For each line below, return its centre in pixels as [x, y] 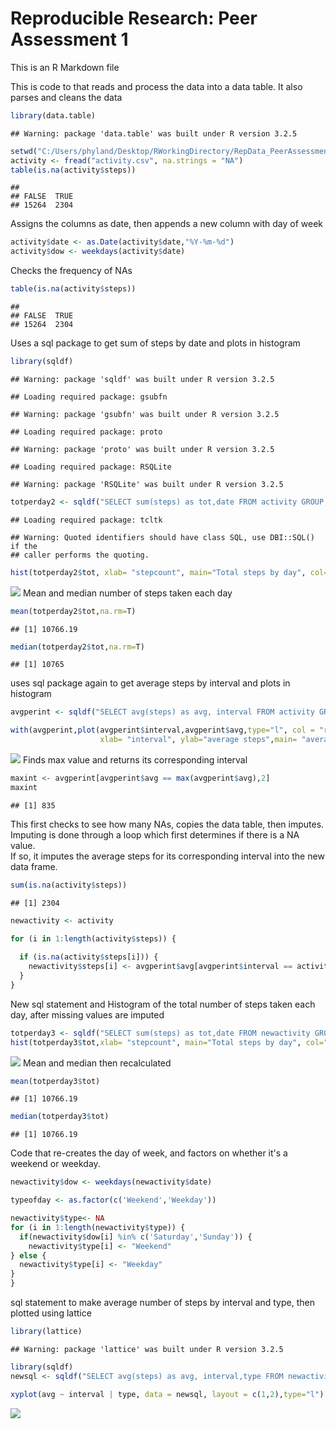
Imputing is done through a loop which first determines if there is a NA [155, 834]
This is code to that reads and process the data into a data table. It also [156, 86]
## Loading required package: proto [86, 432]
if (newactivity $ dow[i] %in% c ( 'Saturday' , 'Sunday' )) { [136, 1237]
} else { [28, 1255]
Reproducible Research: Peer [134, 18]
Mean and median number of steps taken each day [127, 593]
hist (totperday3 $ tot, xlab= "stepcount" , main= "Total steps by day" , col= [167, 1042]
